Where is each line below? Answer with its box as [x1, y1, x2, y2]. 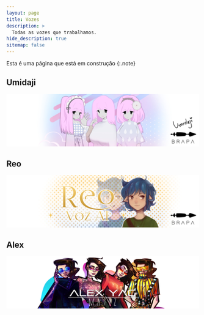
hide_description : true [6, 35, 67, 42]
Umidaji [6, 77, 37, 88]
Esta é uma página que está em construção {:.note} [6, 60, 136, 67]
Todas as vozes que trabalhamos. [12, 29, 97, 35]
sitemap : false [6, 42, 45, 48]
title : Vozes [6, 16, 40, 23]
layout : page [6, 10, 40, 16]
